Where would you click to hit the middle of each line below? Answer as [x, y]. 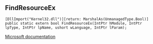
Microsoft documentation [30, 36]
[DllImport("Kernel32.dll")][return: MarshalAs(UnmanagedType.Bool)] [77, 19]
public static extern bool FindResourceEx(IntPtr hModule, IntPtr [74, 23]
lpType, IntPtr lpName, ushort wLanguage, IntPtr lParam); [66, 28]
